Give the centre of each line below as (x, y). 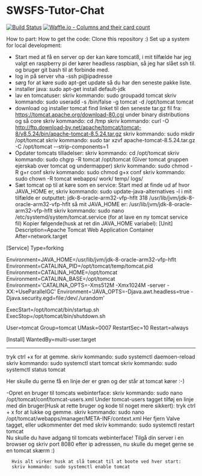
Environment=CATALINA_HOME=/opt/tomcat (62, 272)
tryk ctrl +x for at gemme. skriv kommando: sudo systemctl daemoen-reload (101, 357)
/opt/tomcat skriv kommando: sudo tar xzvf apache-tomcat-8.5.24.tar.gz (105, 140)
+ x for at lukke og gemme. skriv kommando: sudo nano (75, 412)
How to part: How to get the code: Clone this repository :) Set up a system (98, 39)
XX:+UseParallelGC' (31, 291)
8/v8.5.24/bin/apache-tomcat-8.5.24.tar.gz (68, 134)
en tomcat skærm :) (31, 450)
